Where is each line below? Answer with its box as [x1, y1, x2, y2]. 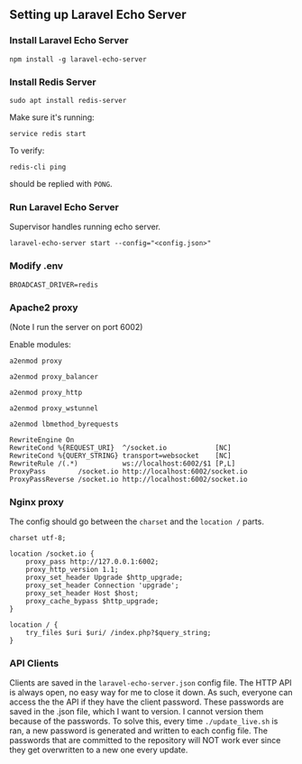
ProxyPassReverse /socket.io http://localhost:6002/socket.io [9, 474, 248, 483]
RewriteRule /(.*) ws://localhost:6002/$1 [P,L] [9, 459, 236, 468]
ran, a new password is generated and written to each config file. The [9, 725, 269, 736]
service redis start [9, 129, 87, 138]
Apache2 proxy [9, 301, 78, 314]
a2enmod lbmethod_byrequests [9, 419, 119, 428]
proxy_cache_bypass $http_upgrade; [25, 597, 160, 606]
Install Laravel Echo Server [9, 34, 129, 47]
